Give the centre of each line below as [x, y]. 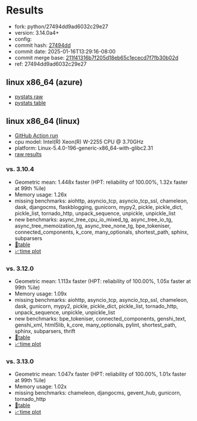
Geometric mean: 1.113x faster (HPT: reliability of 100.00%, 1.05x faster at [103, 281]
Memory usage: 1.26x [41, 194]
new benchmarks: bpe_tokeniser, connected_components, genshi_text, [100, 319]
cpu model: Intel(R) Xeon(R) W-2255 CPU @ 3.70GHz [79, 142]
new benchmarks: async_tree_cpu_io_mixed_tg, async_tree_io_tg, [94, 219]
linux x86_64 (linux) [43, 121]
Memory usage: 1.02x [41, 387]
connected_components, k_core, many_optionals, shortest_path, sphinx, [101, 232]
